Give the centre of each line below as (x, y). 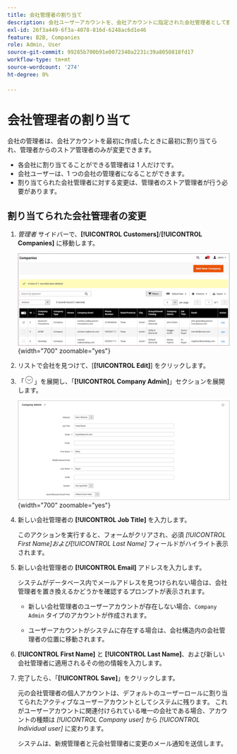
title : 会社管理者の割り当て (45, 15)
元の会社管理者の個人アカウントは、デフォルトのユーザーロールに (113, 693)
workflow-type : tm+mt (39, 60)
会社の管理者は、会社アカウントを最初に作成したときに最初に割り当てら (112, 141)
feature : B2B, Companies (44, 37)
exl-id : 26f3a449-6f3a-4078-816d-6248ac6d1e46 (77, 30)
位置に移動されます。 (78, 639)
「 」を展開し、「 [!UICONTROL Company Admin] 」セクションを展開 (121, 381)
